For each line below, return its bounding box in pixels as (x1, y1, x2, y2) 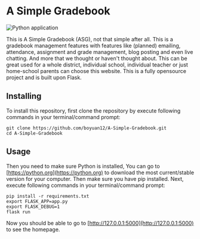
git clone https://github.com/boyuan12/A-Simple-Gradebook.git (6, 125, 167, 131)
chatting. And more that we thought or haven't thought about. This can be (6, 55, 188, 62)
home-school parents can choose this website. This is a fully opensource (6, 67, 187, 74)
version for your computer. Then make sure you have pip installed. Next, (6, 175, 184, 182)
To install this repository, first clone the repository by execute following (6, 107, 181, 114)
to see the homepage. (6, 226, 60, 233)
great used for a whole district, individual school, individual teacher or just (6, 61, 188, 68)
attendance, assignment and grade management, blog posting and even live (6, 48, 193, 55)
